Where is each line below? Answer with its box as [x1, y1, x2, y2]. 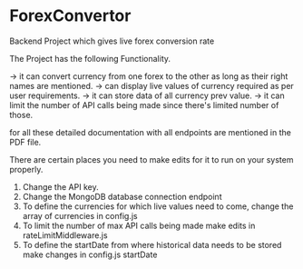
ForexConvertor [9, 5, 132, 26]
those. [9, 109, 34, 120]
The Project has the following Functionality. [9, 53, 171, 64]
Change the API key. [22, 181, 99, 192]
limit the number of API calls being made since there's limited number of [9, 99, 279, 110]
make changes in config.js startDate [22, 249, 158, 260]
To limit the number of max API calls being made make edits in [22, 220, 256, 231]
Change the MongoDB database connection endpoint [22, 191, 222, 202]
